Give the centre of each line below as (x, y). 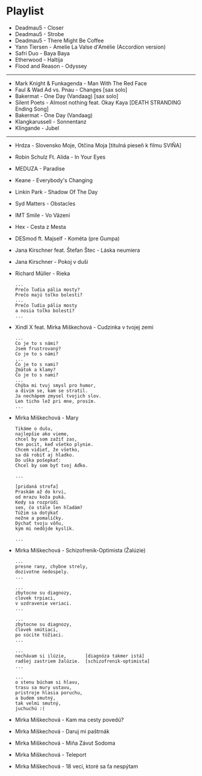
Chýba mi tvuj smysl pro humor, (55, 385)
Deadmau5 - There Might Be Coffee (59, 40)
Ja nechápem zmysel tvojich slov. (58, 396)
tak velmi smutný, (38, 703)
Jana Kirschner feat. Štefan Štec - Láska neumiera (77, 250)
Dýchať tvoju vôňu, (39, 523)
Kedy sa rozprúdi (37, 502)
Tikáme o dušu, (34, 429)
